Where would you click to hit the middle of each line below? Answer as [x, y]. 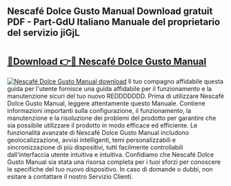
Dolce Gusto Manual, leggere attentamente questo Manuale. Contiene [106, 103]
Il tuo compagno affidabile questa [176, 81]
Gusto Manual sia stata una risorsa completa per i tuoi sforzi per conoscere [114, 162]
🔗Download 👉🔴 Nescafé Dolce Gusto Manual [107, 61]
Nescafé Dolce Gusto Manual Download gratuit [110, 11]
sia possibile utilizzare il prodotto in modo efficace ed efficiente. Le [102, 125]
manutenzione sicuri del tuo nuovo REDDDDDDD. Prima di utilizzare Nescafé [115, 96]
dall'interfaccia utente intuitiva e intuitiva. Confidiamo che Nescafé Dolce [111, 155]
